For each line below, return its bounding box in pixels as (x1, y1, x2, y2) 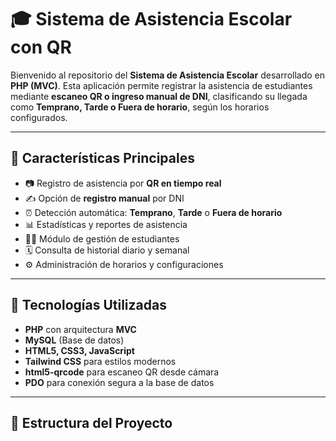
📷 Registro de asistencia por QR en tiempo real (24, 177, 222, 189)
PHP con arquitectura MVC (24, 323, 137, 335)
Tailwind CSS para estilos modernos (24, 355, 177, 367)
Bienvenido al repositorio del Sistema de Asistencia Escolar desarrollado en (10, 69, 326, 81)
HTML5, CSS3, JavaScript (24, 344, 135, 356)
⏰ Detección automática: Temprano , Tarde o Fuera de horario (24, 206, 283, 218)
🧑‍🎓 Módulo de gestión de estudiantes (24, 232, 180, 245)
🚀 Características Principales (10, 150, 195, 167)
